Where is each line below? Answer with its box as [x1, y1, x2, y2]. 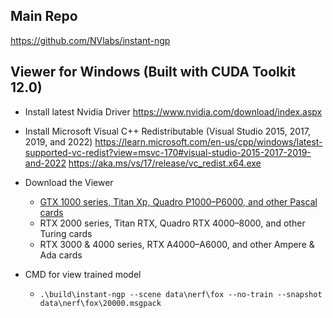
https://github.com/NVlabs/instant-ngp [10, 34, 171, 46]
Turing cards [39, 227, 93, 239]
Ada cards [39, 249, 83, 261]
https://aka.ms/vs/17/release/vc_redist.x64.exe [68, 157, 262, 169]
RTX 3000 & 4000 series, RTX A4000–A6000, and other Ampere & [39, 238, 315, 250]
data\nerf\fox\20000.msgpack [39, 298, 162, 308]
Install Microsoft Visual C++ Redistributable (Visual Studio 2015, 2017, [24, 125, 312, 137]
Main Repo [10, 8, 78, 25]
